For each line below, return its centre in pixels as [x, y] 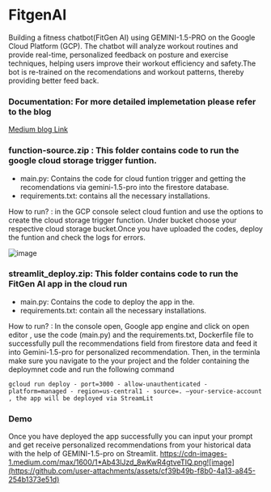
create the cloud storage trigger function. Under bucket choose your [123, 220]
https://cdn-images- [194, 454]
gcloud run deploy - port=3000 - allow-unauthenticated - [108, 384]
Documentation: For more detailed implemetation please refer [132, 101]
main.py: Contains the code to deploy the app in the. [108, 301]
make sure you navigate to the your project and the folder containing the [129, 360]
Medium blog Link [38, 129]
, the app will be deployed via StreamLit [81, 398]
